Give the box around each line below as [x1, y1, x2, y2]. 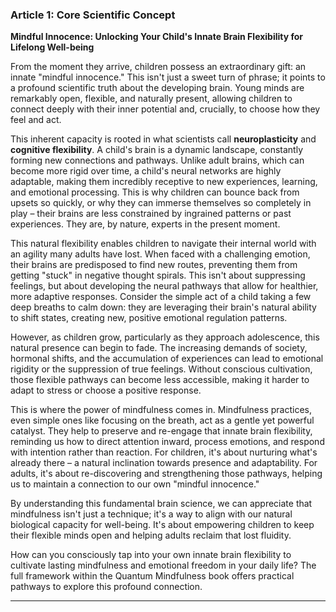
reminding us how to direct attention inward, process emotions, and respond [10, 436, 325, 448]
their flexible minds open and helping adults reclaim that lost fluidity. [10, 529, 292, 542]
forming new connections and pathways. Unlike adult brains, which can [10, 154, 305, 167]
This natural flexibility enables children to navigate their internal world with [10, 238, 317, 250]
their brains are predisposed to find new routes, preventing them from [10, 259, 298, 271]
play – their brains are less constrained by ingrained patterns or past [10, 208, 292, 220]
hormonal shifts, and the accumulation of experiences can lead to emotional [10, 353, 324, 365]
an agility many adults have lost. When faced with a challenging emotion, [10, 248, 311, 260]
